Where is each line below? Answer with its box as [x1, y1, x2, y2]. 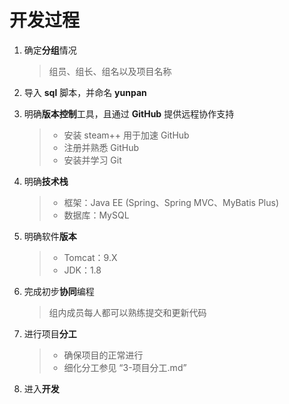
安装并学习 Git [63, 154, 122, 166]
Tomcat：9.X [63, 251, 118, 263]
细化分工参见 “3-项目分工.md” [63, 361, 187, 373]
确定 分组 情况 [23, 44, 77, 56]
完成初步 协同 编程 [23, 285, 95, 297]
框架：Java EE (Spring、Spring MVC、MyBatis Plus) [63, 196, 280, 208]
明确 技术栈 [23, 175, 69, 187]
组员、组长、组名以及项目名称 [48, 65, 172, 77]
